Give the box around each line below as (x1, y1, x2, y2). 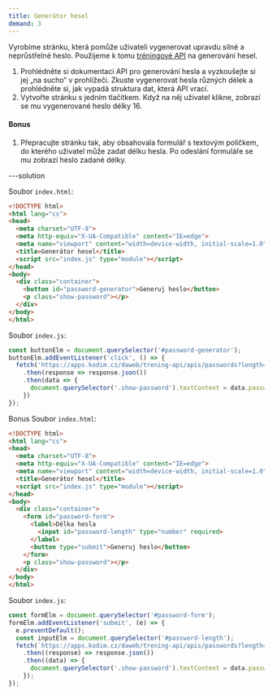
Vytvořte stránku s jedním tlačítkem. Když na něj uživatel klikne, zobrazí (19, 92, 261, 102)
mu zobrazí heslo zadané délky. (19, 155, 128, 164)
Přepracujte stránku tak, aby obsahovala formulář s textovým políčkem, (19, 138, 258, 147)
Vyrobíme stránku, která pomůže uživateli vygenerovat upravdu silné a (8, 42, 245, 51)
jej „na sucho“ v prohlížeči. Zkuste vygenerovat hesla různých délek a (19, 75, 253, 85)
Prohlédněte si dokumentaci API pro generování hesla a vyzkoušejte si (19, 66, 256, 76)
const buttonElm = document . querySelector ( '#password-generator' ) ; (8, 346, 242, 354)
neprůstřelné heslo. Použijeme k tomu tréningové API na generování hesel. (8, 50, 258, 60)
